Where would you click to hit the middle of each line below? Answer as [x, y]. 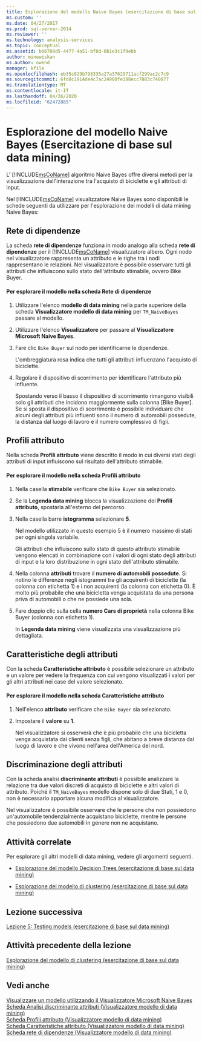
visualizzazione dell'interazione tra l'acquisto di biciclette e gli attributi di [97, 181]
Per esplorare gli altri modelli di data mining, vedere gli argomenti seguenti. [100, 857]
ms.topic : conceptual [34, 46]
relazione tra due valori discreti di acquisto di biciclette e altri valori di [93, 785]
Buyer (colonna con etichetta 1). [55, 617]
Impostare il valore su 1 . [45, 720]
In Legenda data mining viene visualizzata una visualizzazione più [98, 629]
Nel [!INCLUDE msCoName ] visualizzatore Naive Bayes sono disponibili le [97, 199]
